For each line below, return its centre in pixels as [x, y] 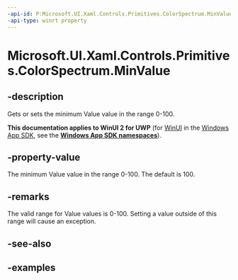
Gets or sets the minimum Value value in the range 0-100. [91, 113]
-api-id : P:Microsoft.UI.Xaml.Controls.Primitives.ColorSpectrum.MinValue [120, 14]
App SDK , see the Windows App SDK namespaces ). [84, 135]
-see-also [29, 243]
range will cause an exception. [52, 221]
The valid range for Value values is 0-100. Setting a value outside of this [112, 214]
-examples [32, 268]
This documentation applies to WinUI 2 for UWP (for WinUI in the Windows [118, 128]
